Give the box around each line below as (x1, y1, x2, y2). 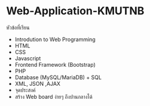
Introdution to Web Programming (14, 36, 96, 43)
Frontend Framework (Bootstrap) (14, 61, 96, 68)
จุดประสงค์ (14, 86, 36, 93)
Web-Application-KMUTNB (6, 4, 145, 18)
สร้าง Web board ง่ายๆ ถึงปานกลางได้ (14, 93, 93, 100)
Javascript (14, 55, 41, 62)
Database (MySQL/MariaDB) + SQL (14, 73, 102, 81)
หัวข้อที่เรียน (6, 24, 30, 31)
